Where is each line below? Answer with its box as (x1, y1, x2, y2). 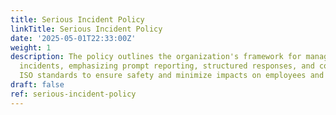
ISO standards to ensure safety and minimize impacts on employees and (19, 71, 325, 81)
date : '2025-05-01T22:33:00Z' (10, 33, 137, 43)
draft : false (10, 80, 65, 90)
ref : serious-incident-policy (10, 89, 137, 99)
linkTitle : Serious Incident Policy (10, 24, 163, 34)
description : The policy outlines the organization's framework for (10, 52, 302, 62)
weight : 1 (10, 42, 52, 53)
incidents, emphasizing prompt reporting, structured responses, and (19, 61, 315, 71)
